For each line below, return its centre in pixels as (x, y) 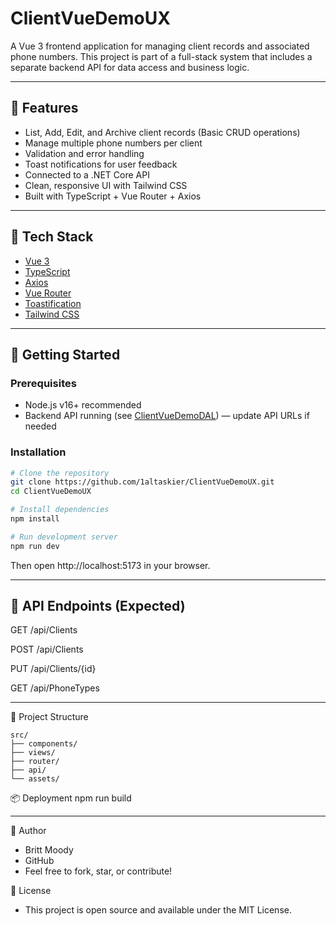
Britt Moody (49, 850)
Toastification (53, 303)
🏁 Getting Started (65, 354)
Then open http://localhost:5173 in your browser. (110, 565)
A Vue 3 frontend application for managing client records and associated (160, 46)
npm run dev (35, 546)
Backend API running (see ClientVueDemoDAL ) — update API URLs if (167, 416)
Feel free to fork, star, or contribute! (98, 871)
